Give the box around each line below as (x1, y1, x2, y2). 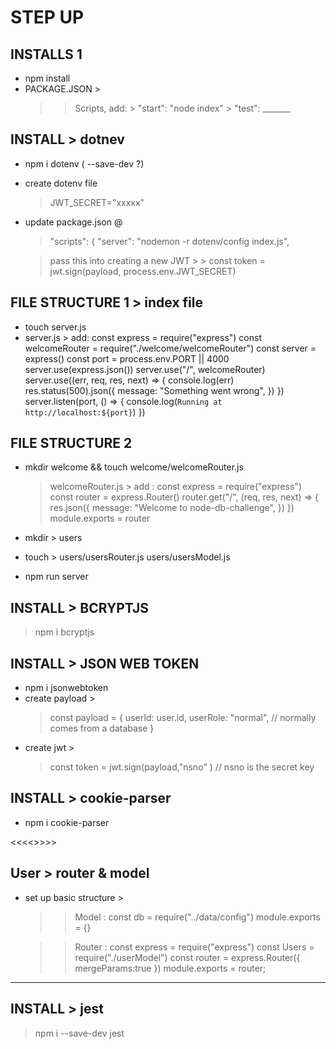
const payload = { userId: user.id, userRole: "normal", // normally (49, 712, 317, 724)
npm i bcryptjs (34, 626, 95, 638)
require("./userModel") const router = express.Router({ (74, 951, 301, 963)
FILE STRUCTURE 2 (10, 435, 133, 452)
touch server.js (24, 321, 87, 333)
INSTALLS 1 (10, 46, 83, 63)
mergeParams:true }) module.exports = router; (74, 962, 267, 974)
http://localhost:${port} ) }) (24, 406, 146, 418)
